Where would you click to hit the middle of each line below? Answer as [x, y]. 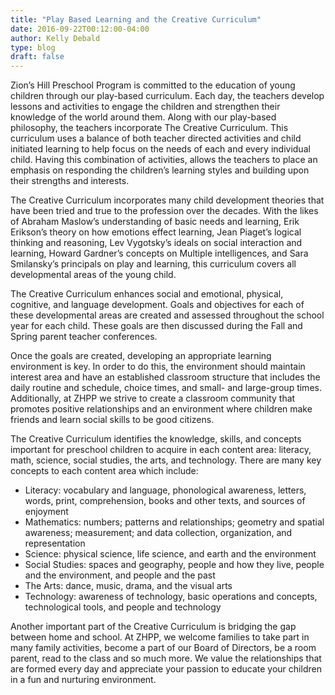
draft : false [37, 57]
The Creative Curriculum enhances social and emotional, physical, [147, 294]
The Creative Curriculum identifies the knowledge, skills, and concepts [156, 439]
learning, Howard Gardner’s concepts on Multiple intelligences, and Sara [159, 253]
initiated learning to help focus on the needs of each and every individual [160, 149]
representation [55, 543]
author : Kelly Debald [55, 38]
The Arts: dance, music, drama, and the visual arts [128, 586]
